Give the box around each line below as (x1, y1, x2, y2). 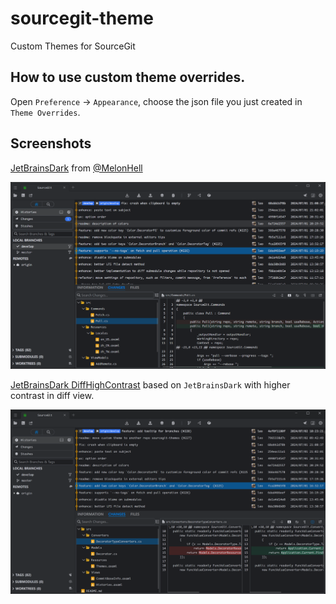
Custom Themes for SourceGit (10, 40, 136, 52)
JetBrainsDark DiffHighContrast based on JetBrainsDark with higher (10, 379, 291, 391)
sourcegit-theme (10, 7, 154, 30)
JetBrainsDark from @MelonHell (10, 162, 143, 174)
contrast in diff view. (10, 390, 95, 402)
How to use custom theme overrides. (10, 69, 246, 86)
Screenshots (10, 135, 92, 152)
